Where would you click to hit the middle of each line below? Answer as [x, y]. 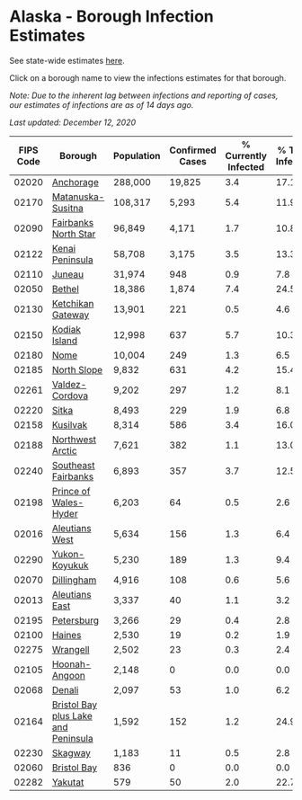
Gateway [71, 315]
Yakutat [68, 782]
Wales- [67, 502]
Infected [246, 166]
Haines [67, 635]
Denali [65, 689]
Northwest [74, 440]
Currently [246, 156]
